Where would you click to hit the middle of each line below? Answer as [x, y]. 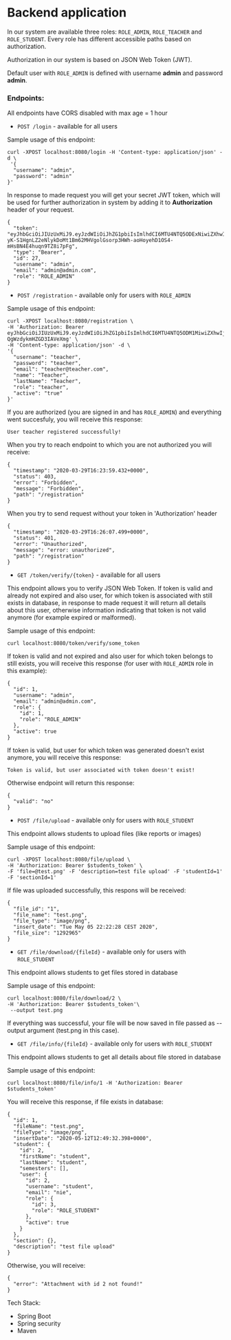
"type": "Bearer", [40, 252]
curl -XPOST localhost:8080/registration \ [70, 321]
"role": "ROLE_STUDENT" [66, 1211]
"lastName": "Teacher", [47, 382]
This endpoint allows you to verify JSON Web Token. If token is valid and [110, 589]
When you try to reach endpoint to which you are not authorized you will [109, 445]
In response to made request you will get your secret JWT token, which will [114, 195]
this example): [27, 671]
